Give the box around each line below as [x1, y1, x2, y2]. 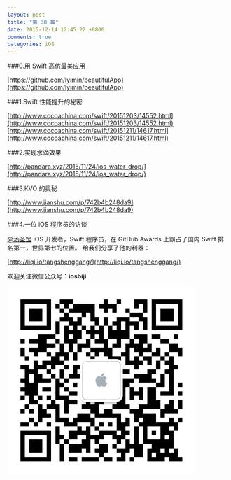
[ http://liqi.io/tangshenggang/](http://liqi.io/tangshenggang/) [7, 257, 181, 266]
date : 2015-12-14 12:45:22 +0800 [7, 26, 105, 33]
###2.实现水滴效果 [7, 148, 62, 157]
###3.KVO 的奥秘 [7, 184, 58, 192]
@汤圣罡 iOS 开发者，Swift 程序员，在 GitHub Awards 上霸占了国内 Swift [7, 235, 217, 243]
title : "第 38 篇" [7, 18, 59, 26]
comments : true [7, 34, 52, 41]
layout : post [7, 11, 45, 18]
